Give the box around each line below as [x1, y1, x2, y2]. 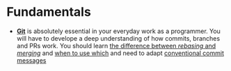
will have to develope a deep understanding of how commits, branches [16, 34, 221, 42]
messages [16, 56, 47, 64]
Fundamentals [6, 4, 91, 20]
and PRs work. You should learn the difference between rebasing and [16, 41, 216, 50]
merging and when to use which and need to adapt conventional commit [16, 49, 224, 57]
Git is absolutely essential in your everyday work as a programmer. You [16, 27, 221, 35]
